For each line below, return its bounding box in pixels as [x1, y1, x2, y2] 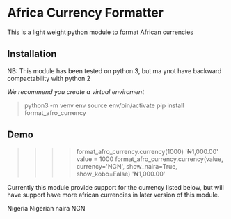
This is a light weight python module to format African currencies [7, 28, 193, 36]
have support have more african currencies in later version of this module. [7, 190, 220, 199]
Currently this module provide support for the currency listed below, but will [7, 183, 224, 191]
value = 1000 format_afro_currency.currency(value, [76, 155, 224, 163]
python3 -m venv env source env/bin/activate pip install [24, 101, 184, 109]
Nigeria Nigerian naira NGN [7, 204, 86, 212]
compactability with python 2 [7, 74, 91, 82]
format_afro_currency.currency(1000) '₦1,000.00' [76, 147, 219, 156]
